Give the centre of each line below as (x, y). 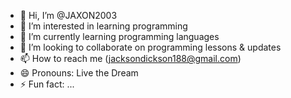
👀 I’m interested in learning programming (103, 26)
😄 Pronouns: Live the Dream (79, 73)
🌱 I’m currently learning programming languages (119, 36)
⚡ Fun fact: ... (47, 84)
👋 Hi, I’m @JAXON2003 (68, 15)
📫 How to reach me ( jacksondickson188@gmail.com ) (130, 58)
